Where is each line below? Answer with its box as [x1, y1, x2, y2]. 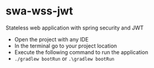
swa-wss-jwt [5, 4, 73, 18]
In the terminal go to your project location [14, 42, 117, 49]
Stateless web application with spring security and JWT [5, 24, 144, 31]
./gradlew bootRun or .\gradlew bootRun [14, 55, 115, 62]
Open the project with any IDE [14, 36, 89, 43]
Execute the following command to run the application [14, 48, 149, 55]
